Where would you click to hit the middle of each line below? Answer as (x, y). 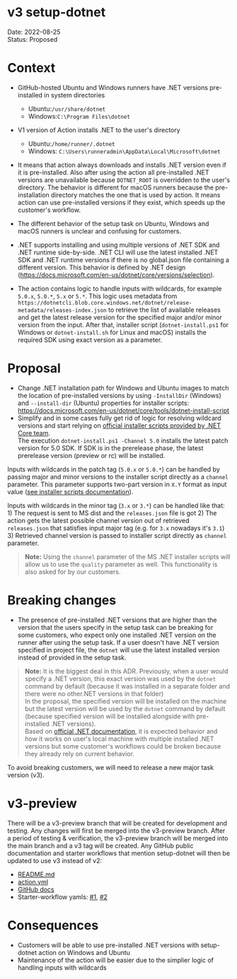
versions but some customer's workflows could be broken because (123, 746)
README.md (36, 874)
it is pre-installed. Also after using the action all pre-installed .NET (113, 172)
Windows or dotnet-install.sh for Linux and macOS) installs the (112, 332)
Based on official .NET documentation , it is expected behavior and (121, 731)
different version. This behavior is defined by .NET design (102, 267)
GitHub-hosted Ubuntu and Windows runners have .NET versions (113, 87)
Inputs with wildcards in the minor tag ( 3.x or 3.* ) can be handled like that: (116, 505)
